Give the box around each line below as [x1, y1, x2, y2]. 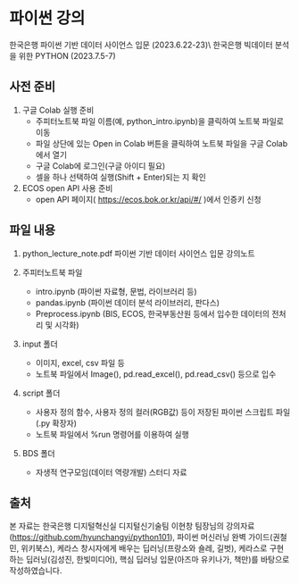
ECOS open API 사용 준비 [21, 182, 113, 193]
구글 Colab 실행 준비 [21, 104, 95, 115]
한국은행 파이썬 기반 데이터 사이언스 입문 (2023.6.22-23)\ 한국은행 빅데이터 [9, 39, 274, 50]
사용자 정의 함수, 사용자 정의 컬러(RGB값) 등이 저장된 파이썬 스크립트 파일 [35, 406, 291, 417]
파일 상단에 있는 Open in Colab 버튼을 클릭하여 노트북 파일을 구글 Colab [35, 138, 288, 148]
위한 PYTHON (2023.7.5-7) [18, 50, 116, 61]
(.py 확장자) [35, 417, 78, 429]
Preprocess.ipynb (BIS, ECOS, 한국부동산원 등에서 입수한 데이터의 [35, 308, 270, 319]
